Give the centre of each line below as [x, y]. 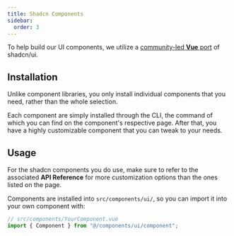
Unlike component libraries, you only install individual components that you [117, 94]
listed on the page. [35, 185]
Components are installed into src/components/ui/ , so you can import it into [117, 198]
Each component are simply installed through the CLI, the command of [110, 116]
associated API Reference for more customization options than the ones [112, 177]
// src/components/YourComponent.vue [63, 219]
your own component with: [46, 206]
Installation [33, 77]
